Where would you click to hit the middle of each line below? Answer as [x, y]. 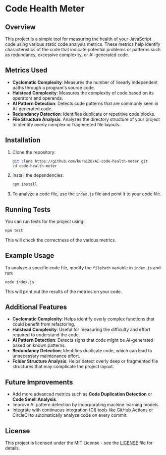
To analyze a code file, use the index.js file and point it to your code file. [87, 194]
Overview [21, 27]
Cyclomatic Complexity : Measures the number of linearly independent [85, 82]
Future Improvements [39, 382]
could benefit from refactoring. [44, 324]
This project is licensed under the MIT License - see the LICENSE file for [79, 443]
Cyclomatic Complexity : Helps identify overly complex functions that [83, 319]
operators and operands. [38, 98]
